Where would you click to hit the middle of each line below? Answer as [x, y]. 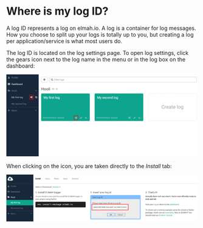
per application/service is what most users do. [64, 41]
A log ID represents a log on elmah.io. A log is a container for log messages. [101, 28]
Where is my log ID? [57, 11]
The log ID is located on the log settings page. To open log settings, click [98, 52]
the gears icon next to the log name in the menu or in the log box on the [96, 59]
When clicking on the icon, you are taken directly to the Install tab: [89, 166]
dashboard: [21, 66]
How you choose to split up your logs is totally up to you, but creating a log [100, 34]
